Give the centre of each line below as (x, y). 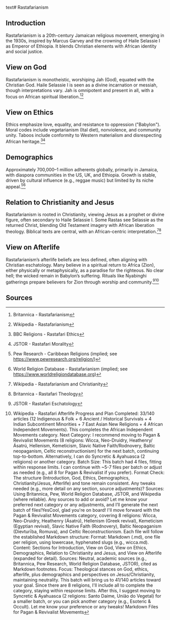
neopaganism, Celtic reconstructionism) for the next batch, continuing (86, 451)
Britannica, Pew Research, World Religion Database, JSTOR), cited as (85, 563)
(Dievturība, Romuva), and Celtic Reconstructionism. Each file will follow (88, 531)
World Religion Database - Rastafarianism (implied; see (70, 369)
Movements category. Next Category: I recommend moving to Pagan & (87, 435)
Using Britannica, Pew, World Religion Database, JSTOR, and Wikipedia (87, 494)
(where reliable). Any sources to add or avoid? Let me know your (80, 499)
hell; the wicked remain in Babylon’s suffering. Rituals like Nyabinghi (76, 275)
